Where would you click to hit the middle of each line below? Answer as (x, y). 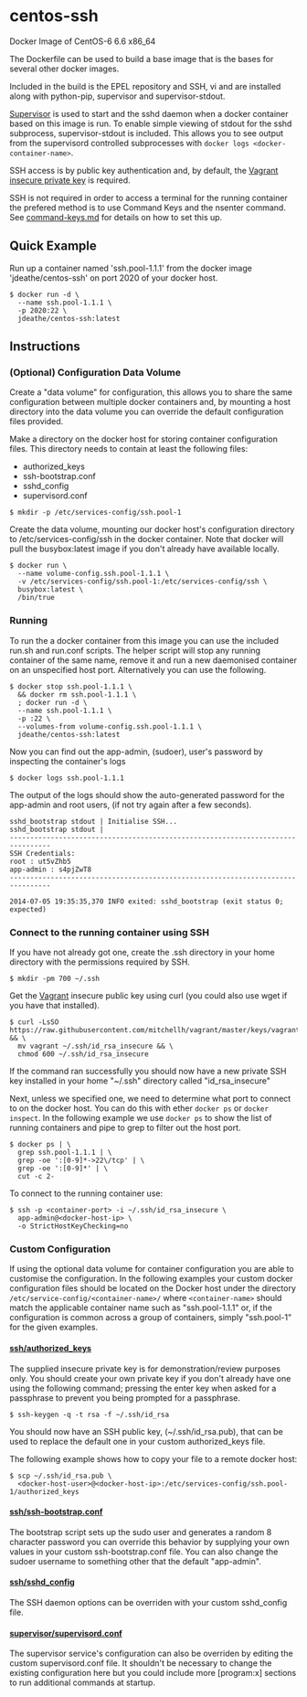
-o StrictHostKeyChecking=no (73, 1226)
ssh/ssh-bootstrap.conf (56, 1512)
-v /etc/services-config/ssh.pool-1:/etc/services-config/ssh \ (143, 582)
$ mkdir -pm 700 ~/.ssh (55, 979)
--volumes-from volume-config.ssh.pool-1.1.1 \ (110, 726)
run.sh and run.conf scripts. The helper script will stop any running (135, 650)
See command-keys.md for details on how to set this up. (116, 217)
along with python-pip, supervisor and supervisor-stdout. (117, 96)
